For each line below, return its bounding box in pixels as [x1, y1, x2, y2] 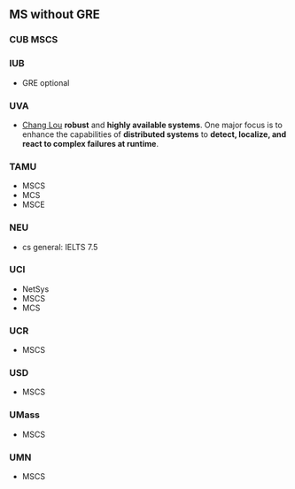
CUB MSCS [9, 34, 58, 46]
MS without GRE [9, 7, 100, 22]
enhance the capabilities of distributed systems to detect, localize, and [21, 128, 287, 140]
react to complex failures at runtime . [21, 138, 159, 149]
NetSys [21, 283, 50, 294]
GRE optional [21, 77, 70, 88]
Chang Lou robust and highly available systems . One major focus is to [21, 119, 283, 130]
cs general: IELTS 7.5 [21, 241, 98, 252]
